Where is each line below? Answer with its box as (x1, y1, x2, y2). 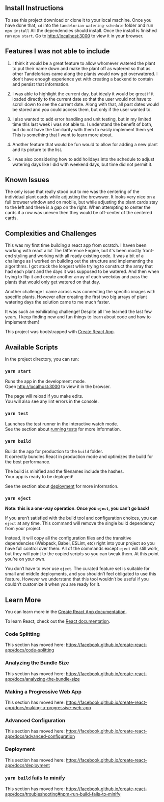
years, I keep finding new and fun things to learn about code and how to (5, 314, 151, 320)
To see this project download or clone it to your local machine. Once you (5, 17, 152, 23)
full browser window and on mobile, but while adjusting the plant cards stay (5, 199, 158, 205)
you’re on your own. (5, 556, 46, 562)
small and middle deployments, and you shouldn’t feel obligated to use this (5, 571, 156, 577)
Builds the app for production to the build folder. (5, 448, 104, 454)
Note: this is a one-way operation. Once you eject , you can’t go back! (5, 505, 150, 511)
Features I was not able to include (5, 47, 110, 56)
